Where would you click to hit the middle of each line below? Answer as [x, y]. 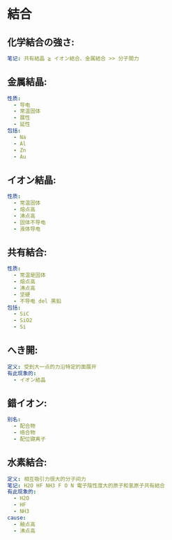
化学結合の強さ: [41, 42]
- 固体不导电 [30, 222]
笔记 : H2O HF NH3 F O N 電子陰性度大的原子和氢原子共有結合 [86, 485]
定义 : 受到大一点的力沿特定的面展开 [52, 367]
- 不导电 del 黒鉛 [37, 301]
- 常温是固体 [30, 276]
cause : [17, 518]
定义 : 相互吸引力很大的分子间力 [47, 479]
